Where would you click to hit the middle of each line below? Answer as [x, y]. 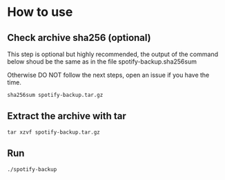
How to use [40, 12]
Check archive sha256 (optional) [79, 38]
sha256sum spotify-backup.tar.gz [55, 95]
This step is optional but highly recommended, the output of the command [113, 54]
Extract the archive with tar [67, 116]
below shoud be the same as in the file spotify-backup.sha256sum [102, 62]
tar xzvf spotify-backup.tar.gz [53, 132]
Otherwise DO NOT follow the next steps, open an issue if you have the [108, 75]
